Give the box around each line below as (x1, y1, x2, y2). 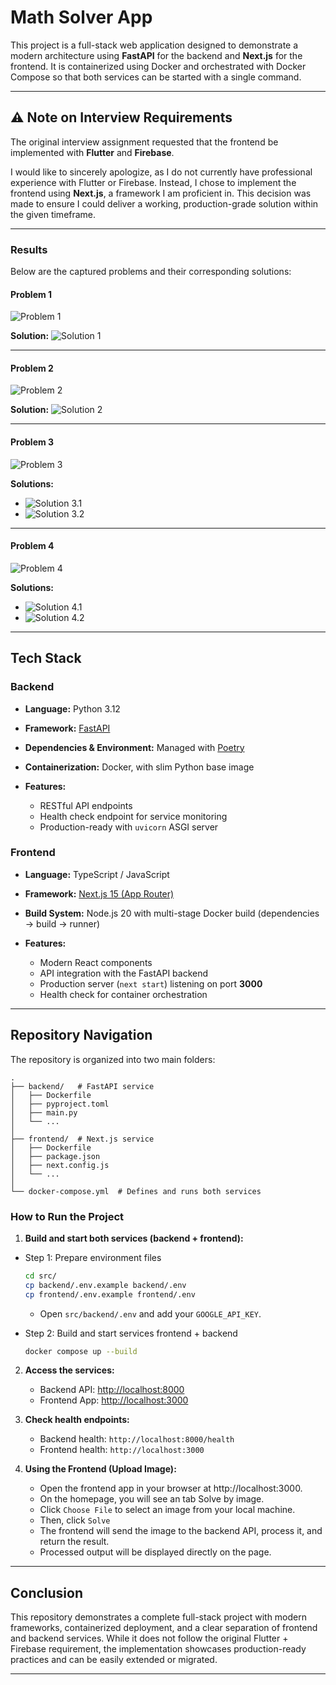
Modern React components (39, 956, 153, 968)
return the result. (39, 1536, 110, 1548)
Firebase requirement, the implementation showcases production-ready (10, 1643, 307, 1655)
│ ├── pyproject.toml (10, 1099, 110, 1109)
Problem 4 (10, 540, 55, 552)
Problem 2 (10, 362, 54, 374)
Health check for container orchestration (39, 988, 208, 1000)
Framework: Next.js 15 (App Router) (24, 887, 175, 900)
